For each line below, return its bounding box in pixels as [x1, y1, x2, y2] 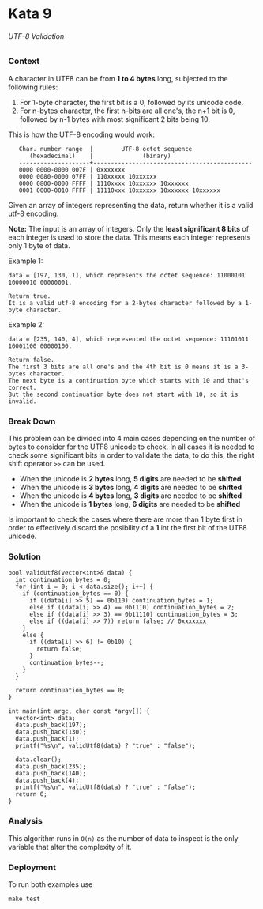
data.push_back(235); [15, 763, 87, 771]
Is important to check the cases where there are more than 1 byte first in [8, 515, 243, 524]
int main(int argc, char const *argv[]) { [8, 707, 150, 715]
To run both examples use [8, 879, 93, 889]
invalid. [8, 397, 37, 405]
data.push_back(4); [15, 776, 80, 785]
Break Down [8, 416, 56, 427]
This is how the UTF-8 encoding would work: [8, 130, 156, 139]
